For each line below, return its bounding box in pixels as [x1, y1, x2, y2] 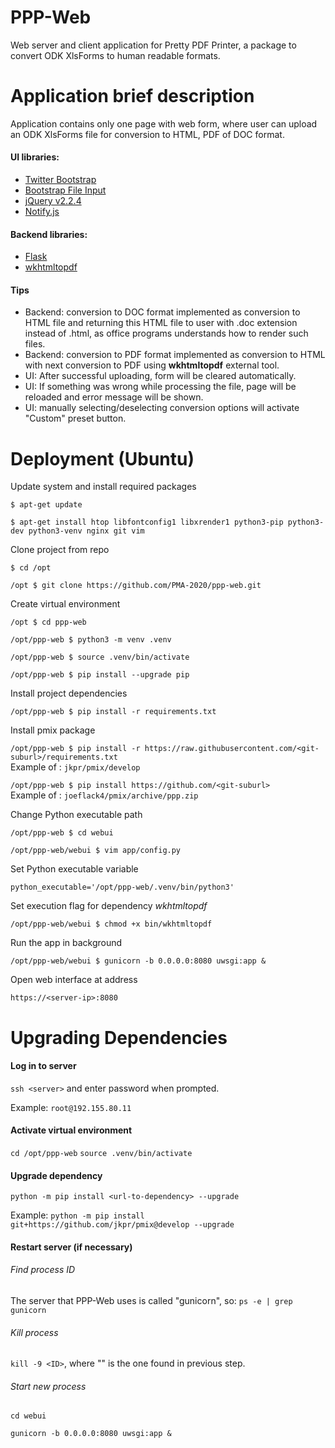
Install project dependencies [10, 687, 128, 700]
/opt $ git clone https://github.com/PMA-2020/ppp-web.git [10, 581, 262, 591]
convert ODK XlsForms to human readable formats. [10, 49, 221, 61]
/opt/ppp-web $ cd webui [10, 828, 114, 838]
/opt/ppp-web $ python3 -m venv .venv [10, 635, 172, 645]
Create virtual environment [10, 598, 121, 610]
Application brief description [10, 85, 255, 108]
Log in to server [10, 1060, 77, 1072]
